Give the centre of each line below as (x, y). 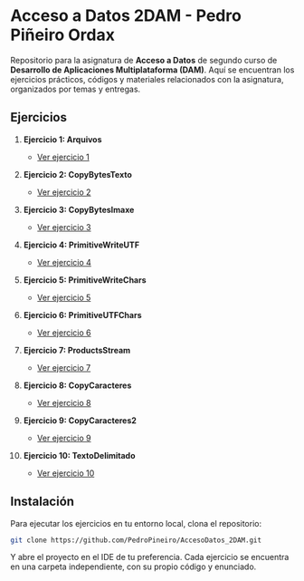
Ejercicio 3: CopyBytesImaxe (79, 209)
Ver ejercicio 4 (64, 262)
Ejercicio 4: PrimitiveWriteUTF (81, 245)
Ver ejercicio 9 (64, 438)
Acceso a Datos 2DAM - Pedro (126, 16)
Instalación (43, 502)
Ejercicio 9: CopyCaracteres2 (80, 420)
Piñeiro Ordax (63, 35)
